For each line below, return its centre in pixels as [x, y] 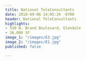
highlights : [17, 24]
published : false [23, 47]
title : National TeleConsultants [40, 10]
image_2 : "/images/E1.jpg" [33, 42]
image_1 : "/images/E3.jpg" [33, 38]
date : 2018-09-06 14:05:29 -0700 [40, 14]
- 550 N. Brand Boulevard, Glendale [43, 28]
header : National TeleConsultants [41, 19]
